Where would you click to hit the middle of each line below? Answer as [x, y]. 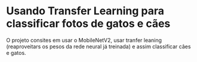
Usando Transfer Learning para [85, 11]
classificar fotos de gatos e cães [88, 24]
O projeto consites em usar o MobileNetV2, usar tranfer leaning [84, 40]
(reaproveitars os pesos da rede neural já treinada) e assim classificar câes [98, 46]
